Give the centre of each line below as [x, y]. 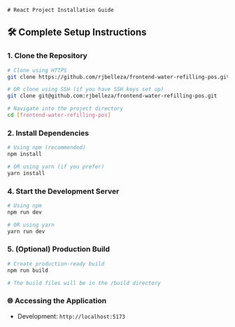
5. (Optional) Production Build [59, 249]
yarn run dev [26, 231]
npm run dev [24, 212]
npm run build [28, 270]
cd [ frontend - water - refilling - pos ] [59, 116]
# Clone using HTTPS [37, 70]
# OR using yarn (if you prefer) [56, 167]
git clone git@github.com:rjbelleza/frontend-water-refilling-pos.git [112, 96]
